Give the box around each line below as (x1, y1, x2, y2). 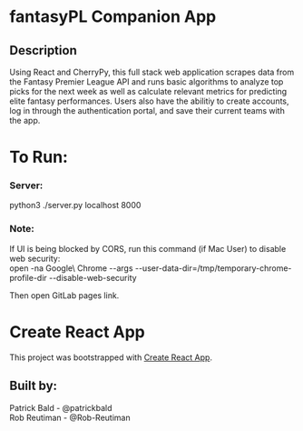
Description (9, 43, 77, 58)
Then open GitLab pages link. (9, 289, 120, 301)
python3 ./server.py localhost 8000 (9, 200, 142, 211)
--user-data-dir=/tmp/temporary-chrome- (134, 262, 292, 274)
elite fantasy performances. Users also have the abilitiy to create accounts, (9, 95, 289, 106)
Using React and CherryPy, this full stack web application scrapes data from (9, 66, 295, 77)
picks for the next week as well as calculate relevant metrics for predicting (9, 86, 288, 96)
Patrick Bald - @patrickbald (9, 402, 112, 413)
